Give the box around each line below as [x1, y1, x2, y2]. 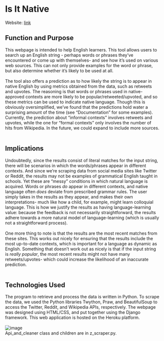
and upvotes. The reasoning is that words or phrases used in [5, 88, 127, 94]
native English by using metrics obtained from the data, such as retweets [5, 83, 152, 89]
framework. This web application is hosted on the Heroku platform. [5, 315, 140, 320]
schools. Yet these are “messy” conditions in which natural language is [5, 178, 148, 184]
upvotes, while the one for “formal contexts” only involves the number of [5, 120, 152, 125]
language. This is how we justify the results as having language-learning [5, 204, 151, 210]
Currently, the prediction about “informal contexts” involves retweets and [5, 114, 153, 121]
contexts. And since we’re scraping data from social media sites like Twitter [5, 168, 157, 173]
